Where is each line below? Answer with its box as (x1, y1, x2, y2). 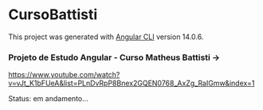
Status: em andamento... (8, 94, 89, 104)
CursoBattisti (8, 6, 98, 24)
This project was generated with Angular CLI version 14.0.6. (8, 32, 204, 41)
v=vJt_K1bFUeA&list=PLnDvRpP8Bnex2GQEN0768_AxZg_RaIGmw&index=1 (8, 78, 255, 88)
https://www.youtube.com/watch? (8, 70, 120, 80)
